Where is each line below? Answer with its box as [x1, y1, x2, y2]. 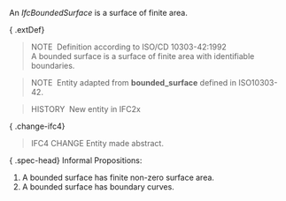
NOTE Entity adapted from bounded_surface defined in [30, 78, 237, 87]
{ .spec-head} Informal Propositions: [9, 155, 143, 166]
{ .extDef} [9, 25, 45, 34]
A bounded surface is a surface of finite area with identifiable [30, 51, 255, 61]
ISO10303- [238, 78, 278, 87]
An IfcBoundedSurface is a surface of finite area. [9, 8, 188, 18]
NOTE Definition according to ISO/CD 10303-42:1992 [30, 41, 228, 52]
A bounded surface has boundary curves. [21, 182, 174, 192]
